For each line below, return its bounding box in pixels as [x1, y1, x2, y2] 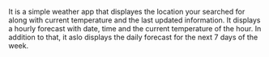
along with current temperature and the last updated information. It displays [8, 15, 261, 25]
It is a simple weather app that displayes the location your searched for [8, 7, 246, 16]
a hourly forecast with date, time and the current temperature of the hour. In [8, 24, 262, 33]
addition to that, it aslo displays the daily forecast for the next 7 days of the [8, 32, 258, 42]
